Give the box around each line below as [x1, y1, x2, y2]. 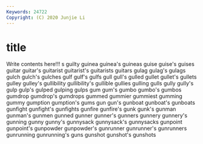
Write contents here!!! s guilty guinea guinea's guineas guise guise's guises [6, 61, 195, 68]
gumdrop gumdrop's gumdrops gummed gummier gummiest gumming [6, 93, 183, 100]
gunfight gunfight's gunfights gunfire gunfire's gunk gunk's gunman [6, 105, 176, 113]
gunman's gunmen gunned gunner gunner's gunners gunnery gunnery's [6, 112, 188, 119]
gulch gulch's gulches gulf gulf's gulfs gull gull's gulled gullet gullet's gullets [6, 73, 197, 80]
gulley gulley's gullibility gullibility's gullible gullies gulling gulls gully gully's [6, 80, 194, 87]
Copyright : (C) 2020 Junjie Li [6, 15, 85, 21]
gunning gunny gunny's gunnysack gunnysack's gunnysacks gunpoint [6, 119, 183, 126]
